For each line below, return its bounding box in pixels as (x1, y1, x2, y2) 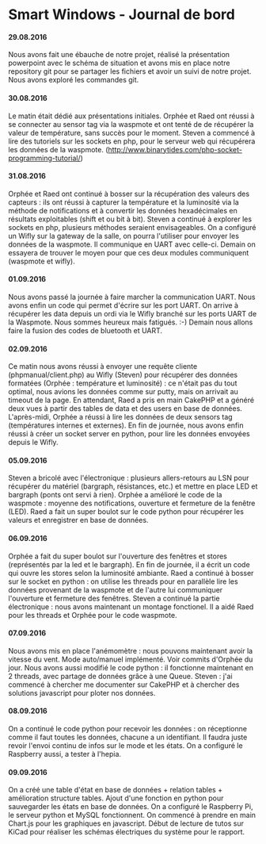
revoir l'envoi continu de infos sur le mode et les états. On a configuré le (8, 741, 243, 750)
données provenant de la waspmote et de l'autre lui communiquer (8, 585, 223, 594)
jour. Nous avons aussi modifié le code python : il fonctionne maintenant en (8, 662, 254, 672)
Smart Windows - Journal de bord (8, 6, 235, 24)
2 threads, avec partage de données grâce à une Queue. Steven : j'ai (8, 671, 233, 681)
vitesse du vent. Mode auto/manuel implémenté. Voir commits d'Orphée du (8, 654, 253, 664)
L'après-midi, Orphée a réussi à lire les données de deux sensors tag (8, 412, 233, 422)
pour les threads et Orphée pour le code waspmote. (8, 610, 177, 620)
